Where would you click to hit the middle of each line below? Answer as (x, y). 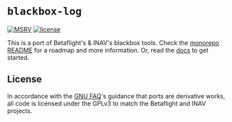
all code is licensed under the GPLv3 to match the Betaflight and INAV (107, 103)
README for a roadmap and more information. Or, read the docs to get (108, 50)
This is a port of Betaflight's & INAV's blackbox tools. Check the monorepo (113, 42)
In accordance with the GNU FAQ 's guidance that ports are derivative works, (116, 96)
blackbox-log (44, 11)
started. (18, 58)
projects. (20, 111)
